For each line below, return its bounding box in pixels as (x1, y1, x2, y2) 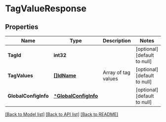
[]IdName (53, 72, 77, 79)
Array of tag (103, 69, 131, 76)
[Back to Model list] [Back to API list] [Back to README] (5, 112, 119, 117)
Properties (5, 23, 39, 31)
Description (103, 38, 131, 44)
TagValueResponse (5, 3, 86, 14)
